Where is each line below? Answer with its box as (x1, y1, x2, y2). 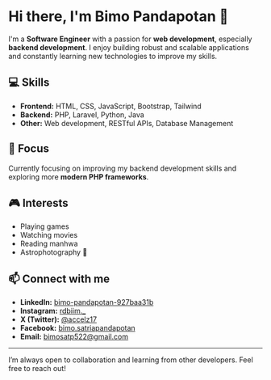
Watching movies (19, 230, 78, 240)
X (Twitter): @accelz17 (19, 315, 98, 324)
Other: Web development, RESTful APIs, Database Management (19, 118, 234, 128)
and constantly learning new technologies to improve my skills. (8, 51, 218, 61)
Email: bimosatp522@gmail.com (19, 331, 129, 342)
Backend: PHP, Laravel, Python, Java (19, 109, 145, 120)
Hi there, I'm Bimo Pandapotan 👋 (8, 7, 229, 26)
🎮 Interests (8, 196, 69, 209)
